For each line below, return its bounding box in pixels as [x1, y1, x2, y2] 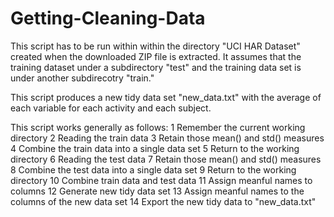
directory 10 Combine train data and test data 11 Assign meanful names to [10, 174, 313, 186]
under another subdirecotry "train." [10, 72, 155, 84]
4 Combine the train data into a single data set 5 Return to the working [10, 142, 300, 154]
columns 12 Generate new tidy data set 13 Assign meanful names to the [10, 185, 305, 197]
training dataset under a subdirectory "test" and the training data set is [10, 61, 302, 73]
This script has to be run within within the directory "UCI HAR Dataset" [10, 40, 301, 52]
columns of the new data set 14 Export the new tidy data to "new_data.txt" [10, 195, 317, 207]
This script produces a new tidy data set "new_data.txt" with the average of [10, 91, 322, 103]
